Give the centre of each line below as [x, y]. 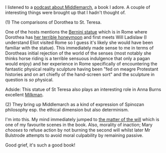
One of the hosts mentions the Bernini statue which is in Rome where [76, 32]
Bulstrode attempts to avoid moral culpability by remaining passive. [74, 135]
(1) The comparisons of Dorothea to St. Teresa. [53, 22]
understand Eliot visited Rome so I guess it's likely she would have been [79, 42]
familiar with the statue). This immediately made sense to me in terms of [79, 48]
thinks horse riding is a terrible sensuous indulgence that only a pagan [77, 58]
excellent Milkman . [24, 95]
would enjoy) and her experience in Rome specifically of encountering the [81, 64]
